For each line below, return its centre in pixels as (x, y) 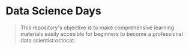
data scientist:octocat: (48, 40)
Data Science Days (53, 11)
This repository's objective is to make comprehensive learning (97, 27)
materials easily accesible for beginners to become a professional (102, 33)
